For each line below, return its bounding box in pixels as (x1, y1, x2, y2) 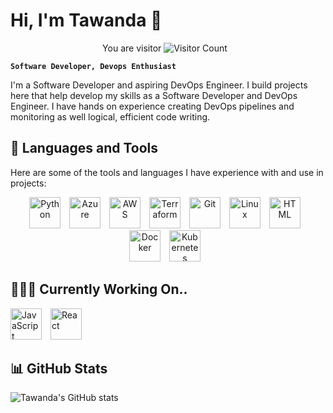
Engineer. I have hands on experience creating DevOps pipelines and (10, 100, 295, 112)
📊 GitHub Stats (10, 360, 108, 377)
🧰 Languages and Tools (10, 140, 159, 157)
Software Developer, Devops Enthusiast (10, 61, 177, 71)
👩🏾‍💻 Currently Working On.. (10, 281, 188, 298)
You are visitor (102, 42, 162, 54)
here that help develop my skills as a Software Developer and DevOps (10, 89, 298, 101)
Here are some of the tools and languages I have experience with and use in (10, 166, 324, 178)
